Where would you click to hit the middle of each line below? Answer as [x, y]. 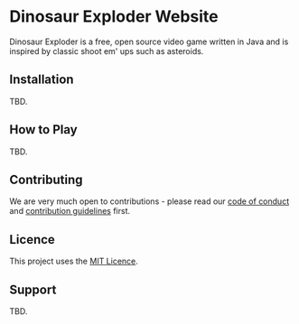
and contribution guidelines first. [70, 211]
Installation [42, 80]
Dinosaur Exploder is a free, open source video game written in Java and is [149, 42]
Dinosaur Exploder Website [114, 17]
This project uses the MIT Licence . [74, 261]
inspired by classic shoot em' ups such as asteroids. [107, 51]
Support [33, 289]
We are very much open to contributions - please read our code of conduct [149, 201]
